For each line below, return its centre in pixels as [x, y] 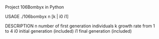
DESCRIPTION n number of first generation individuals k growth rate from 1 [80, 26]
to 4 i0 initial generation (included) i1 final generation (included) [69, 31]
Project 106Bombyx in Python [35, 7]
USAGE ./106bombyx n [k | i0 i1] [37, 16]
